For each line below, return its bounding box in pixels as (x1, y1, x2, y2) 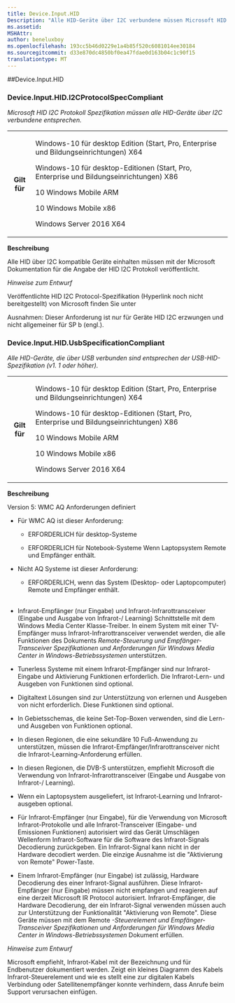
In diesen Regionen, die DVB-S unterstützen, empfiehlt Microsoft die (17, 764, 215, 772)
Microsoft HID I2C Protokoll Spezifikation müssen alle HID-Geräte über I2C (7, 108, 222, 117)
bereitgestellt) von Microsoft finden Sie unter (7, 300, 136, 308)
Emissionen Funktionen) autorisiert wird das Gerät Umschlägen (17, 828, 199, 836)
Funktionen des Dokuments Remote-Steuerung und (17, 636, 166, 645)
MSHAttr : (7, 29, 33, 37)
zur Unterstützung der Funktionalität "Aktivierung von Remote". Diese (17, 909, 217, 917)
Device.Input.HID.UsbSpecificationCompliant (7, 337, 165, 347)
